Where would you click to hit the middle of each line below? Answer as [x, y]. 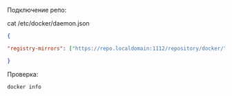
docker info [24, 87]
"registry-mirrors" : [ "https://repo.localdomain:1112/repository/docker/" [117, 48]
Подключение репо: [37, 10]
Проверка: [23, 74]
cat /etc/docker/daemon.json [48, 23]
